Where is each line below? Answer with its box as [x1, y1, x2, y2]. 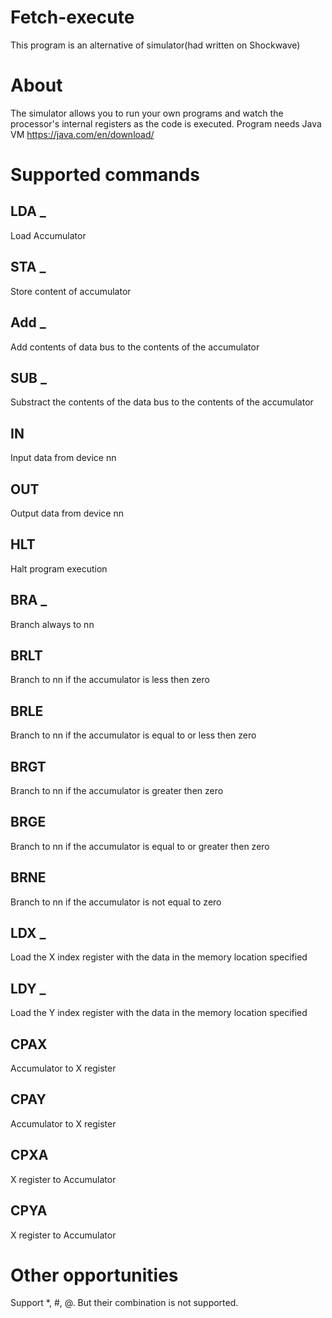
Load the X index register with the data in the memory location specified [10, 951, 308, 963]
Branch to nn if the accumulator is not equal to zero [10, 896, 222, 908]
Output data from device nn [10, 507, 124, 519]
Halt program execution [10, 562, 108, 575]
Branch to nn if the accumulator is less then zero [10, 674, 210, 686]
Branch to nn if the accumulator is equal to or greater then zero [10, 840, 270, 852]
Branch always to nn [10, 618, 95, 630]
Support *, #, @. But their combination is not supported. [10, 1297, 239, 1309]
